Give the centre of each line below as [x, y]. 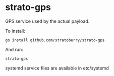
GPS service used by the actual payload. [47, 21]
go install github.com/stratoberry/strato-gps [55, 40]
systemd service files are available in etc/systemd [57, 68]
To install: [15, 31]
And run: [14, 49]
